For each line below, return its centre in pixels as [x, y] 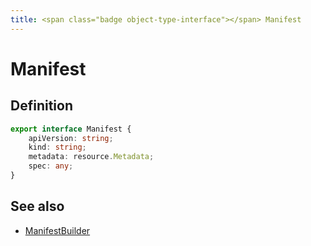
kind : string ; [57, 147]
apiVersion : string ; [71, 138]
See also [37, 206]
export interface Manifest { [71, 129]
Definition [41, 106]
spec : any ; [51, 166]
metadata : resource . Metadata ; [91, 157]
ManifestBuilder [57, 230]
